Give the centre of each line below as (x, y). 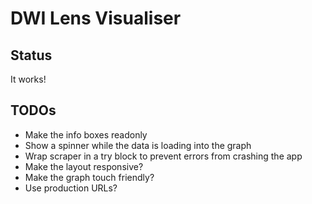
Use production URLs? (71, 188)
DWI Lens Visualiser (96, 18)
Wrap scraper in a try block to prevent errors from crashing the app (163, 156)
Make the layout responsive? (84, 166)
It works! (28, 79)
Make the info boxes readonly (86, 134)
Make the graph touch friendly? (89, 177)
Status (31, 55)
